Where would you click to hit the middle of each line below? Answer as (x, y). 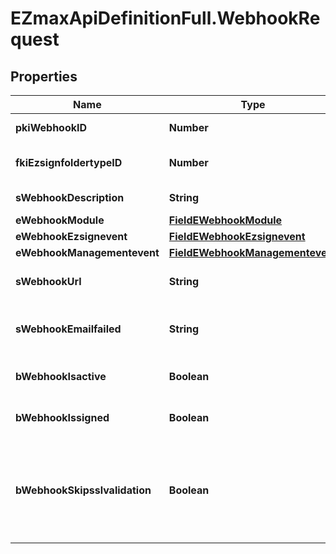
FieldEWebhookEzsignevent (237, 236)
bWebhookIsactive (61, 376)
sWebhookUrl (48, 281)
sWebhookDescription (70, 197)
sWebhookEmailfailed (68, 329)
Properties (44, 76)
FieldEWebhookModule (225, 220)
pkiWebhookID (51, 127)
